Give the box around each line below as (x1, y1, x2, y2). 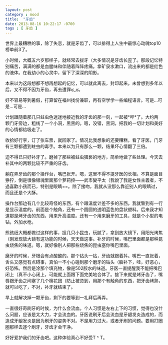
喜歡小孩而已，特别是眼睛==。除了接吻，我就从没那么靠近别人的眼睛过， (9, 183, 160, 189)
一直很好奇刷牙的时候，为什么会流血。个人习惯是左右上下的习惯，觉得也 (5, 305, 154, 311)
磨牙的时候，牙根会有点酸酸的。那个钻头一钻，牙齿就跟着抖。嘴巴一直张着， (5, 253, 163, 259)
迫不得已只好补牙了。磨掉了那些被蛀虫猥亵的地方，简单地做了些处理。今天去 (5, 154, 163, 160)
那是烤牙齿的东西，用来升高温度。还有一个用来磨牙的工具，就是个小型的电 (9, 213, 163, 219)
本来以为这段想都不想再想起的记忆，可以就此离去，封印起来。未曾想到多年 (5, 80, 158, 86)
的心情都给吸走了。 (5, 126, 45, 132)
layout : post (5, 7, 32, 12)
